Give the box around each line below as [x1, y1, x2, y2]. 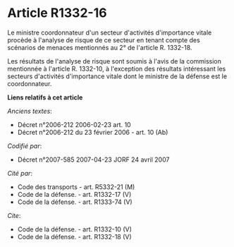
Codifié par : [7, 141, 42, 150]
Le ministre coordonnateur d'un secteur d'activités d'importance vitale [7, 28, 212, 37]
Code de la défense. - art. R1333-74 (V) [17, 198, 133, 206]
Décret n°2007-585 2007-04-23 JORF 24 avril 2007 [17, 155, 170, 164]
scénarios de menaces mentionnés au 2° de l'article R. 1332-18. [7, 43, 192, 52]
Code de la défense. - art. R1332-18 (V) [17, 232, 132, 241]
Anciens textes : [7, 107, 53, 115]
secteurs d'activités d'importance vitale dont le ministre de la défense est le [7, 72, 228, 80]
